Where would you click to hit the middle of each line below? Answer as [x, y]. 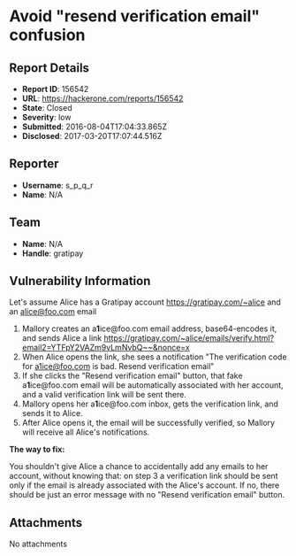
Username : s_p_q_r [57, 185]
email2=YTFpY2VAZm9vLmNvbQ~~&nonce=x [106, 348]
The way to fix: [37, 450]
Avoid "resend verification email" [135, 16]
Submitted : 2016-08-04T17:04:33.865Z [95, 127]
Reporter [34, 164]
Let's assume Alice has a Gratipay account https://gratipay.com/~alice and [145, 302]
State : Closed [47, 108]
